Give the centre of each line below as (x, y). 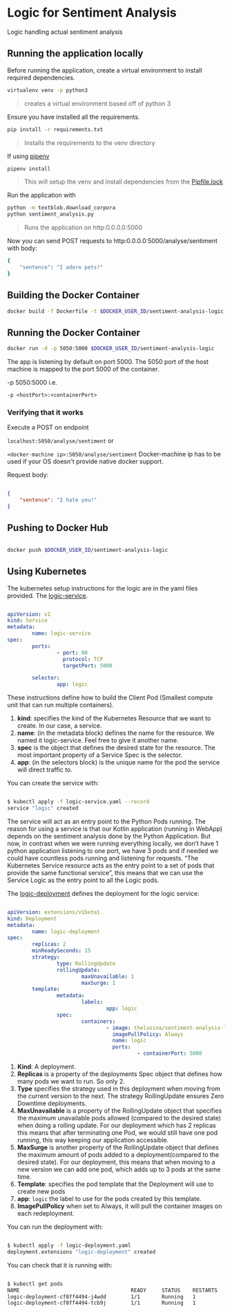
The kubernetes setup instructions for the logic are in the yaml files (103, 588)
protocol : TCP (83, 659)
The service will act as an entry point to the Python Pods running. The (106, 821)
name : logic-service (61, 633)
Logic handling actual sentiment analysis (65, 32)
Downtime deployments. (52, 1104)
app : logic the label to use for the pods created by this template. (109, 1199)
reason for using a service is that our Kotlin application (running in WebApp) (115, 828)
